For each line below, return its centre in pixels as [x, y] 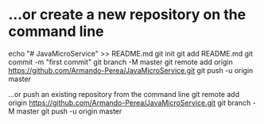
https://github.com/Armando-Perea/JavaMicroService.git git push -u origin [131, 70]
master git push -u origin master [69, 111]
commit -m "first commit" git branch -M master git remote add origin [120, 62]
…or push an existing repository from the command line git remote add [124, 94]
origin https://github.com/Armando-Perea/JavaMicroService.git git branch [130, 103]
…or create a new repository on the [127, 15]
